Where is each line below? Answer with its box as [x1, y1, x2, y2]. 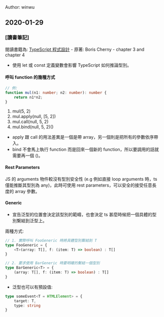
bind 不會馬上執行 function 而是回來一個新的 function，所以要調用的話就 [12, 147, 159, 153]
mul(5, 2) [12, 108, 31, 114]
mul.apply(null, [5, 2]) [12, 114, 56, 119]
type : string [14, 303, 41, 308]
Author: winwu [5, 4, 35, 10]
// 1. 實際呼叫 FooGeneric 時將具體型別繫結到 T [5, 238, 97, 243]
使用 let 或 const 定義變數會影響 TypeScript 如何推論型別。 [12, 62, 131, 68]
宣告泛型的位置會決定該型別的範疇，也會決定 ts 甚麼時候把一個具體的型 [12, 211, 157, 217]
